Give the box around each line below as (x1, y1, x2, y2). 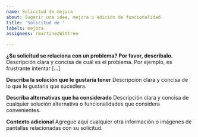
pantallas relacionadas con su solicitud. (6, 125, 103, 132)
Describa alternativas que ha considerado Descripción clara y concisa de (6, 94, 189, 101)
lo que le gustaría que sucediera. (6, 82, 87, 90)
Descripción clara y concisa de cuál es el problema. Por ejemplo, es (6, 59, 172, 66)
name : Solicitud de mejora (6, 8, 73, 15)
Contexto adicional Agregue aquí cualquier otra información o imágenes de (6, 118, 192, 125)
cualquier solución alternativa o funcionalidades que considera (6, 100, 161, 107)
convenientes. (6, 107, 41, 114)
